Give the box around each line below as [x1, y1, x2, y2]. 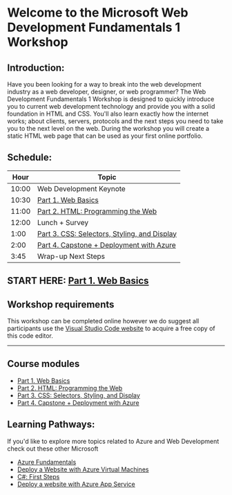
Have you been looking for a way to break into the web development [7, 80, 202, 88]
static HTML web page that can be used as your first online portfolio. [7, 132, 203, 140]
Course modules [7, 358, 80, 370]
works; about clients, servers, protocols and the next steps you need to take [7, 117, 224, 125]
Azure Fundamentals [17, 458, 77, 466]
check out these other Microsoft [7, 444, 99, 453]
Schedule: [7, 152, 52, 163]
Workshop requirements [7, 298, 115, 310]
